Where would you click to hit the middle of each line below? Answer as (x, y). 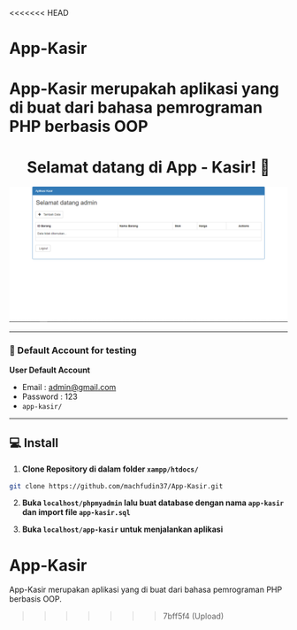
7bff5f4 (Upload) (194, 616)
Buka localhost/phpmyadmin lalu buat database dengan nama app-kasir (153, 503)
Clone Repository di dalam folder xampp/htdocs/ (110, 469)
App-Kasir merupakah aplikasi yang (145, 89)
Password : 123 (49, 396)
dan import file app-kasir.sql (76, 512)
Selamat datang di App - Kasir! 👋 (148, 167)
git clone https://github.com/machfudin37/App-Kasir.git (116, 486)
